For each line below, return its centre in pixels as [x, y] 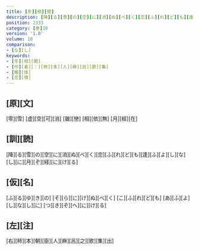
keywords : [18, 56]
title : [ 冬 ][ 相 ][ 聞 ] [30, 12]
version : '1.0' [25, 34]
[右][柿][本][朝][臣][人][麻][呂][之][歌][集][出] [60, 241]
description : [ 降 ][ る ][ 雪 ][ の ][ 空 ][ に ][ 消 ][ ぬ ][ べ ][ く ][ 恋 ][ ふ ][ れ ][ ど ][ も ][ [98, 17]
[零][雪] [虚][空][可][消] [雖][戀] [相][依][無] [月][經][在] [72, 118]
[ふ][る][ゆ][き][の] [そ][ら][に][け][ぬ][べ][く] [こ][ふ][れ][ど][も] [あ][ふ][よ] [98, 198]
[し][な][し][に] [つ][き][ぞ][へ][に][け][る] [56, 205]
